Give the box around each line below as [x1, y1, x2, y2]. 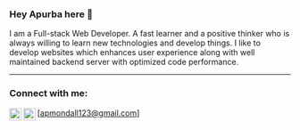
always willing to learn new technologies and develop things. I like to [9, 37, 262, 48]
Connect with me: [9, 87, 88, 100]
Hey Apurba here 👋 [9, 8, 94, 20]
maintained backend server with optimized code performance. [9, 57, 239, 68]
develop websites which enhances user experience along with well [9, 47, 255, 58]
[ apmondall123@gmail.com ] [37, 107, 140, 118]
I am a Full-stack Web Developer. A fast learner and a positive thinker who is [9, 28, 290, 39]
